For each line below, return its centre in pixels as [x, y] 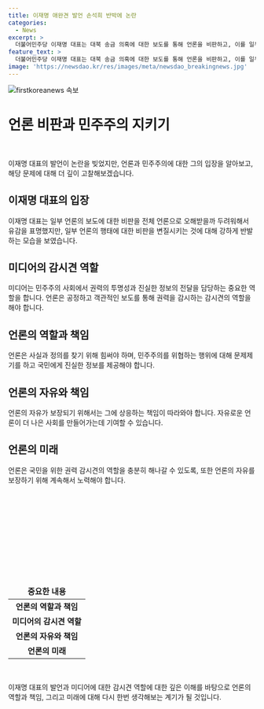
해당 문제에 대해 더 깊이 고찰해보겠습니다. [71, 173]
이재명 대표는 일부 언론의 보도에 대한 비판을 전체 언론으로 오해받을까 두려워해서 [129, 220]
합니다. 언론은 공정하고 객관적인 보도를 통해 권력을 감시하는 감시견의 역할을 [137, 298]
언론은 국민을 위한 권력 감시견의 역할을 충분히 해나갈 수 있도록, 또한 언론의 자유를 [132, 470]
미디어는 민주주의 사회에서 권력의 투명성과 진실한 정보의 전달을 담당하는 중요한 [128, 288]
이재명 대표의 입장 [49, 200]
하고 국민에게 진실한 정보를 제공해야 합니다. [89, 365]
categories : [27, 23]
